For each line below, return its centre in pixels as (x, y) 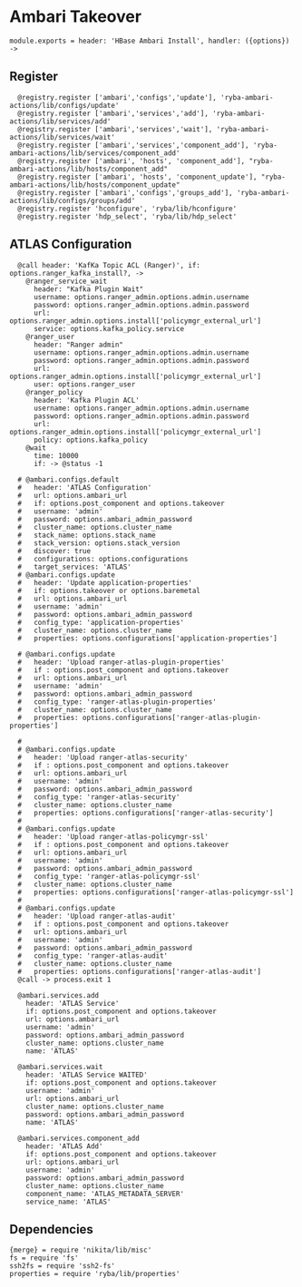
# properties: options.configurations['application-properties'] (148, 638)
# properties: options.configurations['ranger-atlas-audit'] (139, 971)
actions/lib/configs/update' (64, 105)
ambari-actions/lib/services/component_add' (95, 153)
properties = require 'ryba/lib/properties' (95, 1274)
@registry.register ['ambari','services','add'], (113, 113)
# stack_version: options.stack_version (99, 543)
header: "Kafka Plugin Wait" (88, 289)
